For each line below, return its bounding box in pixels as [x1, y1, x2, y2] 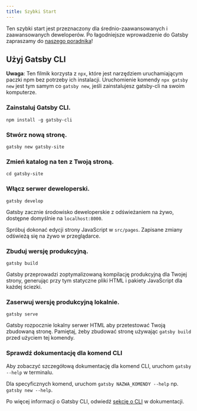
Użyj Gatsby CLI [6, 54, 66, 65]
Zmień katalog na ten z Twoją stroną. [6, 157, 114, 166]
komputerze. [6, 89, 37, 96]
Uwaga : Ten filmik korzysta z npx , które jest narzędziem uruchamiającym [6, 70, 183, 77]
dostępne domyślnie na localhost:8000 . [6, 215, 103, 222]
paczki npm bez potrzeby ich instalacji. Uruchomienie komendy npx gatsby [6, 76, 188, 83]
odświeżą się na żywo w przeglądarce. [6, 232, 101, 239]
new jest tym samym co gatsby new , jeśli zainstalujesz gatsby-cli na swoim [6, 83, 185, 90]
